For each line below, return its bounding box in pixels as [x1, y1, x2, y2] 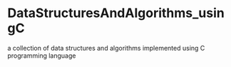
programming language [7, 51, 76, 60]
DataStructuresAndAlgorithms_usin [7, 5, 225, 21]
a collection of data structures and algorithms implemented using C [7, 43, 205, 52]
